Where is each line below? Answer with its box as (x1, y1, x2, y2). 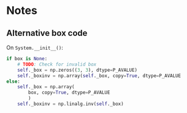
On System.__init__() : (6, 44, 63, 51)
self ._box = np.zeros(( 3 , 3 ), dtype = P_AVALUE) (17, 67, 138, 73)
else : (6, 78, 20, 84)
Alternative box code (6, 28, 88, 38)
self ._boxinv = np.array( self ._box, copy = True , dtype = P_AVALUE (17, 72, 182, 79)
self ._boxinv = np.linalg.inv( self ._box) (17, 101, 124, 107)
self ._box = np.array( (17, 84, 75, 90)
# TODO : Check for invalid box (17, 61, 97, 67)
